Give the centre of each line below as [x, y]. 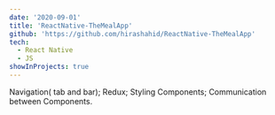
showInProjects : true [49, 67]
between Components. [51, 101]
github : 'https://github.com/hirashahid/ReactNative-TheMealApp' [132, 34]
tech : [19, 42]
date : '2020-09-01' [45, 17]
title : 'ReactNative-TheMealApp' [71, 26]
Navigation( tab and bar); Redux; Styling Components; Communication [138, 92]
